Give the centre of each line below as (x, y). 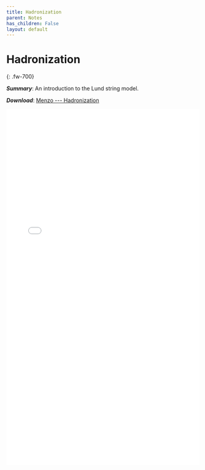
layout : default (27, 29)
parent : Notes (25, 18)
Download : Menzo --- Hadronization (53, 100)
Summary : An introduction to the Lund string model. (73, 88)
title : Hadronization (34, 12)
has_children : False (33, 23)
